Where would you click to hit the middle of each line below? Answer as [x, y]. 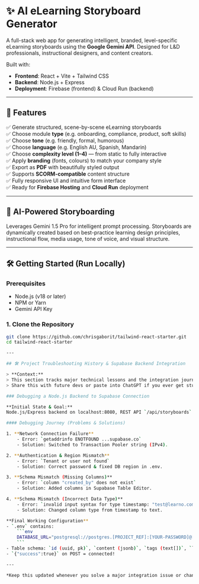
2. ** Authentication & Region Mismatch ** [58, 455]
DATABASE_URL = [34, 537]
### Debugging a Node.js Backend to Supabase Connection [78, 396]
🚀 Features [26, 113]
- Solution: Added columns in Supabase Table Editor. [84, 488]
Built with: [18, 64]
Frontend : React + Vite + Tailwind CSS [62, 76]
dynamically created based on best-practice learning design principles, [93, 232]
